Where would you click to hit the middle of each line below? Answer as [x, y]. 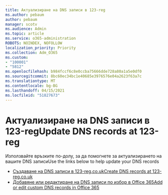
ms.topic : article [25, 34]
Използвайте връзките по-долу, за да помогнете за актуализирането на [83, 156]
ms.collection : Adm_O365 [31, 52]
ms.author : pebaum [25, 15]
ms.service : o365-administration [41, 39]
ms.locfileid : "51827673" [32, 95]
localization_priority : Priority [41, 48]
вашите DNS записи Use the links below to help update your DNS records [82, 161]
